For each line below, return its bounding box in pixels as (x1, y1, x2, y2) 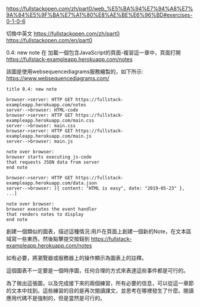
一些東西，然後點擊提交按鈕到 (16, 235, 90, 242)
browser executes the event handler (6, 206, 97, 212)
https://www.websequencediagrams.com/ (6, 75, 110, 82)
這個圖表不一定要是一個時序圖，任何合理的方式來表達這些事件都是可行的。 (6, 267, 189, 274)
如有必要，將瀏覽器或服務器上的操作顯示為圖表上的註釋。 (6, 255, 147, 261)
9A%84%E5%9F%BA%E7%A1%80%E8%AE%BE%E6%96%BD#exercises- (6, 11, 193, 18)
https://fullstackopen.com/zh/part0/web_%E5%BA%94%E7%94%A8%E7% (6, 5, 193, 12)
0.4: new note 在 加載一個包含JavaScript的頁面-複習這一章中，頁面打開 (6, 49, 181, 56)
